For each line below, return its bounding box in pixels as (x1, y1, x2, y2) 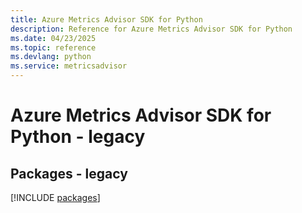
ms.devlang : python (10, 52, 92, 62)
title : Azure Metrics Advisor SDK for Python (10, 14, 203, 25)
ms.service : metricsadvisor (10, 61, 128, 71)
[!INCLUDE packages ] (10, 192, 101, 203)
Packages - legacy (10, 165, 128, 182)
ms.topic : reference (10, 42, 97, 53)
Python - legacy (10, 126, 146, 148)
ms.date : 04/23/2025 (10, 33, 97, 43)
